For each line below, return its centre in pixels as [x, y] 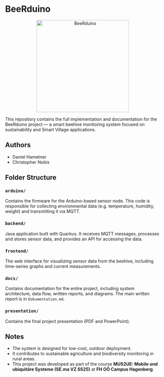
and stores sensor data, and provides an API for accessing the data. [74, 239]
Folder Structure [31, 178]
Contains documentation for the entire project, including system [70, 289]
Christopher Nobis [31, 162]
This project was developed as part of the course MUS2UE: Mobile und [85, 364]
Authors [18, 145]
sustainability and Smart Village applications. [50, 129]
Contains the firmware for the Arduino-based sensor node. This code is [78, 201]
